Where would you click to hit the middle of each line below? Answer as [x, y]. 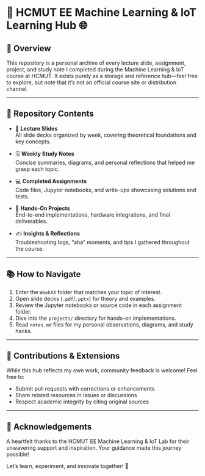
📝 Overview [29, 48]
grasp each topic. [37, 169]
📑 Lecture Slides [36, 128]
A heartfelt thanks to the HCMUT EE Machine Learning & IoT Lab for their [98, 441]
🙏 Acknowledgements [49, 427]
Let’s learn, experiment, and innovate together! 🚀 [68, 466]
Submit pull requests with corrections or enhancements [85, 389]
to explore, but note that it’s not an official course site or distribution [92, 82]
